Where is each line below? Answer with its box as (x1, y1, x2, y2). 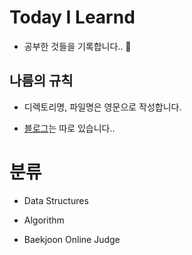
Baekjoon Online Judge (23, 233, 121, 245)
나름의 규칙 (9, 72, 74, 90)
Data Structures (23, 194, 89, 206)
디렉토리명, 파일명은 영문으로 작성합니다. (23, 101, 182, 113)
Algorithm (23, 214, 65, 226)
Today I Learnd (9, 6, 136, 29)
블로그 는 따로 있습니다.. (23, 122, 116, 134)
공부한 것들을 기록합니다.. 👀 (23, 40, 132, 52)
